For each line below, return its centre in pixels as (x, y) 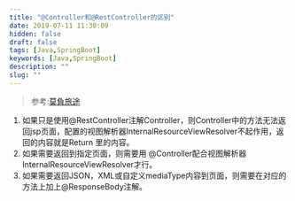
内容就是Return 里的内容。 (86, 142)
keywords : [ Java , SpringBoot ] (63, 58)
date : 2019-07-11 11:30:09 (59, 26)
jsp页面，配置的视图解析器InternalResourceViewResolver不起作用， (153, 131)
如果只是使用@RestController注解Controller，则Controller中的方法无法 (150, 120)
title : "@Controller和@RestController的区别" (92, 17)
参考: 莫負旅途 (55, 101)
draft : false (33, 42)
